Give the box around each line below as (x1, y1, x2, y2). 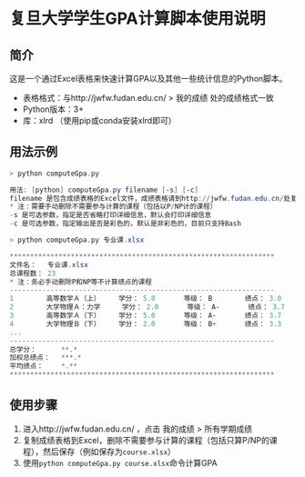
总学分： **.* (9, 344, 78, 354)
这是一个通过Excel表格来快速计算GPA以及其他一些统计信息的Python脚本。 (9, 74, 288, 84)
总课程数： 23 (9, 269, 56, 278)
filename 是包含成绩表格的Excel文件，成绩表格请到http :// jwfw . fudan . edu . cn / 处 (9, 194, 291, 203)
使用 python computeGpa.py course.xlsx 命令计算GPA (22, 457, 218, 468)
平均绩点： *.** (9, 362, 78, 371)
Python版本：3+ (22, 104, 85, 114)
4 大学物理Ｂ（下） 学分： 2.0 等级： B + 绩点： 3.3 (9, 319, 282, 328)
